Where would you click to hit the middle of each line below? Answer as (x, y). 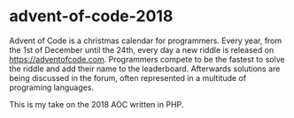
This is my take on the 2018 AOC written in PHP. (97, 104)
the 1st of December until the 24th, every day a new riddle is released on (142, 49)
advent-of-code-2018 (91, 16)
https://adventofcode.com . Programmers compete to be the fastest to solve (147, 59)
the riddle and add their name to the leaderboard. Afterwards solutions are (145, 69)
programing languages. (52, 87)
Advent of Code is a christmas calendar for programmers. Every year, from (146, 41)
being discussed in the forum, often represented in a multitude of (128, 77)
